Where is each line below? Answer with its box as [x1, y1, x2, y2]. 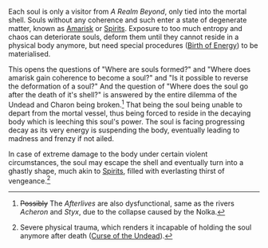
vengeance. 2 [8, 175, 51, 186]
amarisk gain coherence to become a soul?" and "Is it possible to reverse [8, 73, 249, 82]
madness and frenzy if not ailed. [8, 133, 114, 143]
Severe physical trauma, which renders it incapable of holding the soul [19, 222, 252, 232]
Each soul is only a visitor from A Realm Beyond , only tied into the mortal [8, 7, 247, 16]
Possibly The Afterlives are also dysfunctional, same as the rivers [19, 199, 235, 208]
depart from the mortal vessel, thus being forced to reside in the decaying [8, 108, 251, 118]
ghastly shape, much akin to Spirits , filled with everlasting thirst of [8, 166, 225, 175]
